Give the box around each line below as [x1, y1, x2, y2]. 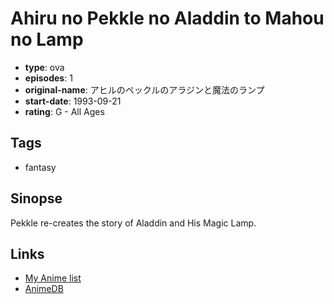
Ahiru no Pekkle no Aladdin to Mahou [10, 7, 325, 30]
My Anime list [24, 272, 82, 284]
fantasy [24, 161, 57, 173]
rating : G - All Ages [24, 105, 105, 117]
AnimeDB [24, 283, 64, 295]
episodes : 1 [24, 72, 73, 84]
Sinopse [10, 190, 63, 207]
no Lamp [10, 28, 84, 51]
